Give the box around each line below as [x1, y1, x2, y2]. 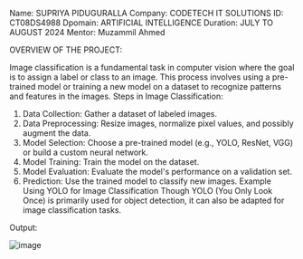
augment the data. [22, 128, 91, 139]
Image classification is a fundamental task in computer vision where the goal [9, 62, 295, 72]
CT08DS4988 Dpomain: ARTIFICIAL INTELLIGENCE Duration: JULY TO [9, 17, 274, 28]
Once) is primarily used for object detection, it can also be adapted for [22, 195, 285, 206]
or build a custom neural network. [22, 147, 149, 158]
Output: [9, 222, 38, 233]
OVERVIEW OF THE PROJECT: [9, 44, 123, 55]
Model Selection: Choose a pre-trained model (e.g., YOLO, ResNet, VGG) [22, 138, 294, 148]
